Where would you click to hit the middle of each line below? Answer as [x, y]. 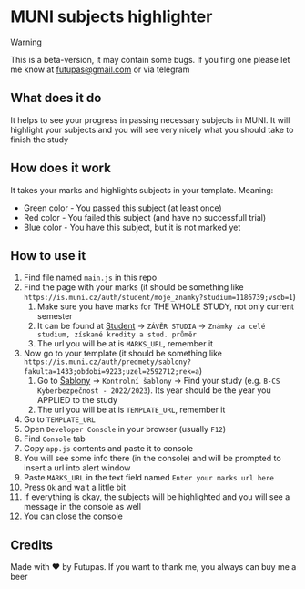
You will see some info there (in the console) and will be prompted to [152, 459]
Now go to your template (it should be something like [122, 354]
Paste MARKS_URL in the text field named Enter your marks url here [148, 478]
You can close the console [73, 516]
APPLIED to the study [77, 400]
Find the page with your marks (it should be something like [133, 287]
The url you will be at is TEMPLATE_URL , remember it [131, 410]
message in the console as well [82, 507]
